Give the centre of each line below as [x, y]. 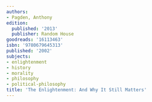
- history [19, 67]
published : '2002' [29, 51]
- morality [20, 73]
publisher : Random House [43, 34]
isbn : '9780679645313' [35, 46]
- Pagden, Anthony [29, 17]
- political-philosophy [36, 85]
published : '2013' [35, 28]
